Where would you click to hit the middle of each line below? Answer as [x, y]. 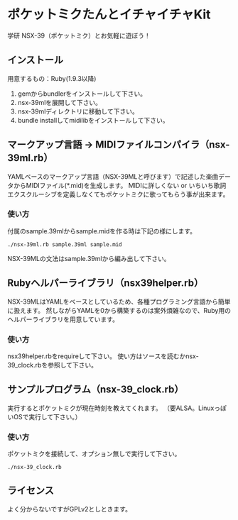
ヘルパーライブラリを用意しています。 [63, 319]
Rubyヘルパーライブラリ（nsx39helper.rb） [106, 283]
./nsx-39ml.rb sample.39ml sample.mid [65, 244]
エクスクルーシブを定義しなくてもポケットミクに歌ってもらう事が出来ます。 [118, 194]
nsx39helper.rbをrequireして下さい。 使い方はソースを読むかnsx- [103, 356]
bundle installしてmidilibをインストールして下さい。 [93, 120]
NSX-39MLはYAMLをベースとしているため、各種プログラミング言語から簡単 [119, 302]
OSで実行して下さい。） [47, 416]
